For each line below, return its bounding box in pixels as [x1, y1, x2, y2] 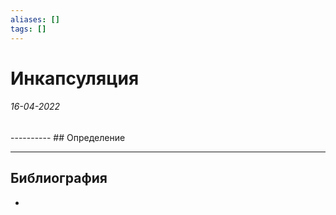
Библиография [10, 170, 108, 187]
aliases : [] [10, 14, 60, 25]
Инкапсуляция [10, 67, 140, 90]
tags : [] [10, 24, 47, 34]
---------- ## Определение [10, 131, 126, 143]
